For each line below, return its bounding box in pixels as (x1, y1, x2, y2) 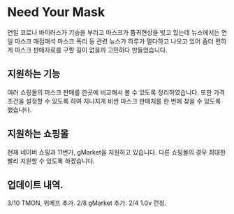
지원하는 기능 (7, 68, 61, 80)
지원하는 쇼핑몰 (7, 128, 69, 140)
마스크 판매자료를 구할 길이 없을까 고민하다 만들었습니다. (14, 45, 168, 54)
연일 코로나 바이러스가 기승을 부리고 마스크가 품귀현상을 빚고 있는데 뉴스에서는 (7, 28, 220, 36)
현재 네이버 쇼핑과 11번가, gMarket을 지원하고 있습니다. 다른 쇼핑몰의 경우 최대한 (7, 148, 226, 156)
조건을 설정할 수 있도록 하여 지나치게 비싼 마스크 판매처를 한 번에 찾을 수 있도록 (7, 97, 221, 105)
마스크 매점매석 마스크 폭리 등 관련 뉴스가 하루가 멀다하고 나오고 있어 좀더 (14, 36, 214, 45)
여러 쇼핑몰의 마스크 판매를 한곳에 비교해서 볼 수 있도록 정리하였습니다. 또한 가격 (7, 88, 226, 97)
